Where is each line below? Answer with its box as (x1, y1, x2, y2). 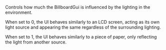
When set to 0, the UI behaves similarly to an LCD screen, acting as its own (5, 19, 160, 25)
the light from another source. (5, 39, 66, 45)
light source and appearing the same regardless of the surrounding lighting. (5, 24, 161, 30)
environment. (5, 9, 32, 15)
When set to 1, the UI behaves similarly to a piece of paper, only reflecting (5, 34, 157, 40)
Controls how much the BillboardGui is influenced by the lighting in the (5, 4, 150, 10)
